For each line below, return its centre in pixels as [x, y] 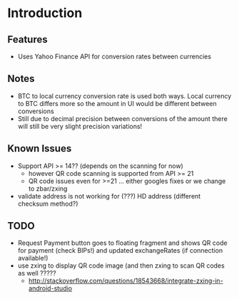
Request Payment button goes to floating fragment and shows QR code [122, 243]
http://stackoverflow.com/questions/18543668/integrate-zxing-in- [126, 281]
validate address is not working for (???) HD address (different [109, 196]
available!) [33, 258]
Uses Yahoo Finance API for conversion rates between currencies [115, 56]
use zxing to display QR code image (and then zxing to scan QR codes [121, 266]
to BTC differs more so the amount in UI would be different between [117, 103]
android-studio [50, 288]
